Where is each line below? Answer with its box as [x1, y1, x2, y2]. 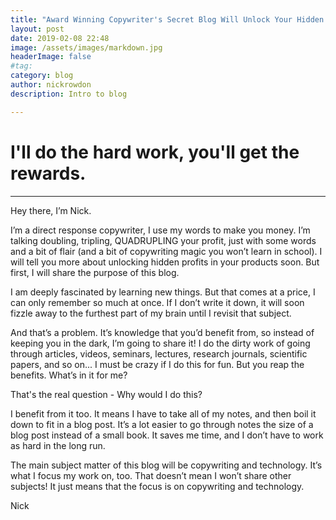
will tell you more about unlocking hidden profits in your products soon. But [10, 256, 320, 268]
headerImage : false [10, 52, 92, 62]
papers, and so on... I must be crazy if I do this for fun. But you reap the [10, 358, 305, 370]
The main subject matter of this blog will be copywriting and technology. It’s [10, 459, 323, 471]
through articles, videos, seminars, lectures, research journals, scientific [10, 347, 308, 360]
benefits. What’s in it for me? [10, 369, 128, 381]
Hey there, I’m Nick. [10, 204, 92, 216]
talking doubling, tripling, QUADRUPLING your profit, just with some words [10, 234, 317, 246]
